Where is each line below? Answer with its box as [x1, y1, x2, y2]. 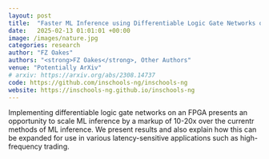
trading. [43, 141, 70, 152]
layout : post [8, 11, 52, 20]
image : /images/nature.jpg [8, 34, 98, 42]
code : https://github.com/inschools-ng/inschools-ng [8, 78, 188, 86]
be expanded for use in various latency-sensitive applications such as [8, 133, 239, 143]
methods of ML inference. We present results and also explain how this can [8, 125, 257, 134]
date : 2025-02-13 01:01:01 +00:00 [8, 26, 130, 34]
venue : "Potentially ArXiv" [8, 64, 102, 72]
